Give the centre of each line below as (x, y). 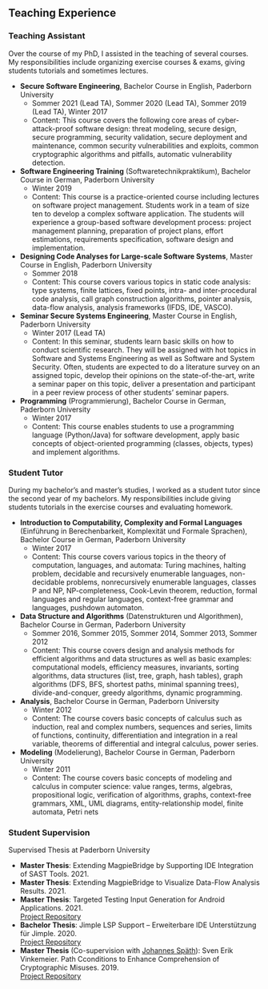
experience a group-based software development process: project (142, 222)
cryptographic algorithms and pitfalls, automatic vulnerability (132, 154)
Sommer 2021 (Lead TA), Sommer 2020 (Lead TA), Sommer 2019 (139, 103)
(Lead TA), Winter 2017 (70, 111)
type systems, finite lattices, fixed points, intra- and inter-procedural (144, 290)
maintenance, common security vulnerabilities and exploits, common (145, 145)
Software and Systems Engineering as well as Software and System (143, 358)
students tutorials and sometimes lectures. (78, 70)
